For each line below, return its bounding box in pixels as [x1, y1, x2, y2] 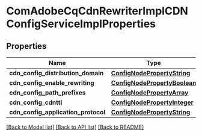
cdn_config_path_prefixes [9, 88, 86, 97]
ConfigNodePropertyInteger [111, 98, 194, 107]
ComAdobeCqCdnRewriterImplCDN [6, 4, 188, 18]
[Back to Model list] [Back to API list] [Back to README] [6, 123, 144, 131]
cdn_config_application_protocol [9, 108, 106, 116]
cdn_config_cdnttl [9, 98, 63, 107]
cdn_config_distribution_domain [9, 69, 104, 77]
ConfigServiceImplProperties [6, 17, 156, 31]
